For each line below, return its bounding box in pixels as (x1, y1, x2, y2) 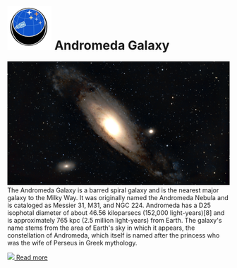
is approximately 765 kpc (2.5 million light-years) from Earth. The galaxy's (7, 216, 222, 225)
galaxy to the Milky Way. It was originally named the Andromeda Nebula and (7, 194, 229, 202)
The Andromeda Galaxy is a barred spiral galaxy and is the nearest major (7, 186, 219, 194)
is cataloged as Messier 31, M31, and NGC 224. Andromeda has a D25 (7, 201, 212, 210)
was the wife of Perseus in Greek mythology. (7, 239, 138, 247)
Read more (16, 253, 48, 262)
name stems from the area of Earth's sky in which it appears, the (7, 223, 195, 232)
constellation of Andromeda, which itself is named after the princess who (7, 231, 220, 240)
